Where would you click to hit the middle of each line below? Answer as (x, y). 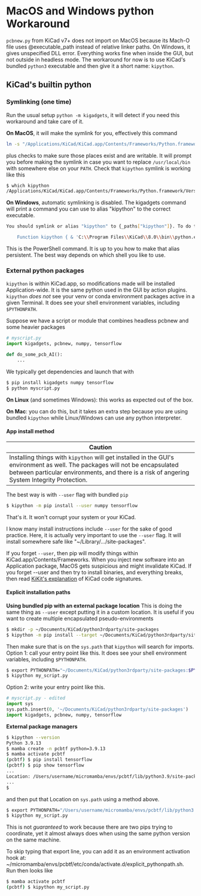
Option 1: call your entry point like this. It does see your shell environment (97, 653)
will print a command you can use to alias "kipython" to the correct (89, 209)
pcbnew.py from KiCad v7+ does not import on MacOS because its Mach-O (98, 40)
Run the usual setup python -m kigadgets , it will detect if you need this (93, 115)
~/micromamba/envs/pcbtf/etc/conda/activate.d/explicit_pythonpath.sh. (95, 864)
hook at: (16, 858)
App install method (31, 431)
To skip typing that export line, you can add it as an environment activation (98, 852)
